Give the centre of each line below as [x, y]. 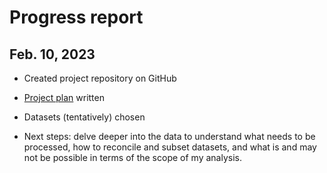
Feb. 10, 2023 [52, 54]
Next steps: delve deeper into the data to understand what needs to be [169, 136]
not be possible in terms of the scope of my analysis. [132, 157]
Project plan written [64, 97]
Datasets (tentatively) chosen [84, 117]
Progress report [76, 17]
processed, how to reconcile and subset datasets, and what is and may [170, 147]
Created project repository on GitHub [100, 78]
